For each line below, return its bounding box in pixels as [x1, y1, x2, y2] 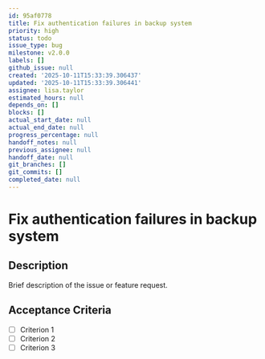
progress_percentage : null [8, 131, 99, 139]
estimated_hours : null [8, 94, 84, 102]
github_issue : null [8, 64, 74, 72]
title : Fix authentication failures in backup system [8, 19, 193, 27]
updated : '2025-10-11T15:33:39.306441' [8, 79, 142, 87]
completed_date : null [8, 175, 81, 184]
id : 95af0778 [8, 11, 52, 20]
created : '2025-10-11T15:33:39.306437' [8, 71, 142, 79]
